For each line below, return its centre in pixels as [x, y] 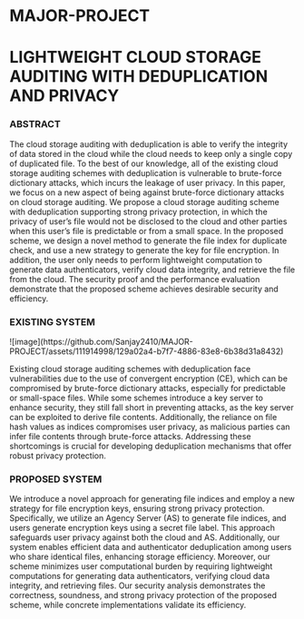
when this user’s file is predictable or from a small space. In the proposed [147, 231]
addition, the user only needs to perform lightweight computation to [136, 260]
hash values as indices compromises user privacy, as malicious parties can [150, 427]
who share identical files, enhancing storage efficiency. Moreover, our [140, 557]
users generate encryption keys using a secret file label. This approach [142, 528]
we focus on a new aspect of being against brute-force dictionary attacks [147, 192]
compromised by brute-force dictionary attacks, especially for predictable [147, 388]
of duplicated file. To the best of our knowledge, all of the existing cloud [144, 163]
